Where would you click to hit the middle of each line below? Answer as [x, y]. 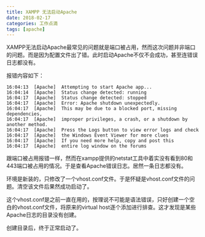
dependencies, [25, 114]
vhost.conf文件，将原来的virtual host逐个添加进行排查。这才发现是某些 [106, 207]
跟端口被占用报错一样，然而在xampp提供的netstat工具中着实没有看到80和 [100, 158]
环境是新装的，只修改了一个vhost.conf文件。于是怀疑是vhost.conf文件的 [98, 179]
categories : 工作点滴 [32, 23]
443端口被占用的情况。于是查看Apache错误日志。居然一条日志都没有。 [97, 166]
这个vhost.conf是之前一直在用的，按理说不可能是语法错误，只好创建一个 [98, 200]
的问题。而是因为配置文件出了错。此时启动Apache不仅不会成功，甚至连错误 [102, 55]
